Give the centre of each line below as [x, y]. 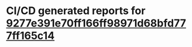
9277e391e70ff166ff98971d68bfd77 [96, 23]
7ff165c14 [30, 36]
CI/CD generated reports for [76, 11]
